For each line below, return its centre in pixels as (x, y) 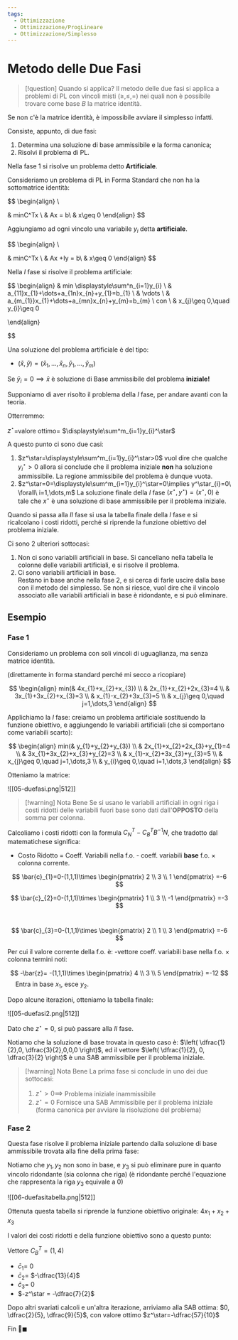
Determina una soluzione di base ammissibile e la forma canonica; (114, 145)
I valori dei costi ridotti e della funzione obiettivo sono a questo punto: (109, 1236)
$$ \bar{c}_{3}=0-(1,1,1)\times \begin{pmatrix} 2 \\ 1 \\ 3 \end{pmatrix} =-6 (119, 931)
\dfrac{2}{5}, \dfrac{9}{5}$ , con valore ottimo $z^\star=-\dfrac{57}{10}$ (114, 1315)
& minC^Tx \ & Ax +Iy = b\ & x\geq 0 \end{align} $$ (82, 258)
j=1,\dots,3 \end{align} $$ (119, 703)
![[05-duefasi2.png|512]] (43, 1013)
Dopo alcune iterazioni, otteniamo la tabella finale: (81, 1000)
